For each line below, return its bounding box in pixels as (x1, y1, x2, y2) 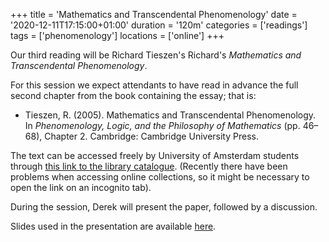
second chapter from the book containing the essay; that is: (10, 90, 257, 101)
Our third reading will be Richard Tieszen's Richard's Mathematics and (10, 49, 302, 61)
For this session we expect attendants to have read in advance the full (10, 79, 299, 91)
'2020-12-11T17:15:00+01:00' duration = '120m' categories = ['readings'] (10, 19, 308, 31)
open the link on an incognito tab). (10, 182, 152, 193)
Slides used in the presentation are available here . (10, 220, 217, 232)
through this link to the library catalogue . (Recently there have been (10, 160, 288, 172)
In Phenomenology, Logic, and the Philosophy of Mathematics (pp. (24, 120, 301, 131)
